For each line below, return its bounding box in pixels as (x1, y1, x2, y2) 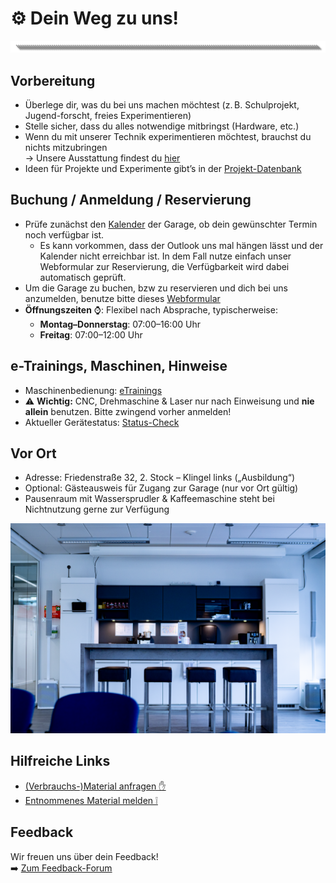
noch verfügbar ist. (24, 228, 105, 241)
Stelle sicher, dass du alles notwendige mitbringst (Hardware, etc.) (24, 120, 300, 132)
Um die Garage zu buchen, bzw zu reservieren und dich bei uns (24, 282, 288, 294)
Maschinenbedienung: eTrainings (24, 384, 163, 396)
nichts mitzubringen (24, 141, 108, 153)
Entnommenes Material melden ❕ (24, 794, 158, 806)
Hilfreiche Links (10, 753, 111, 770)
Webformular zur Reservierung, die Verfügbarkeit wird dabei (39, 260, 290, 272)
